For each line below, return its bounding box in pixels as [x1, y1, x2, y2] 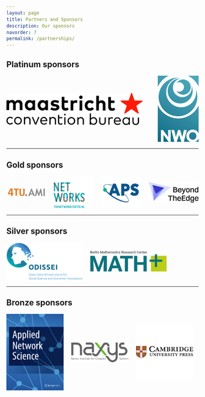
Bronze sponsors [6, 297, 73, 308]
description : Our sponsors [6, 23, 75, 29]
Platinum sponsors [6, 59, 80, 70]
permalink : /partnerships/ [6, 35, 75, 42]
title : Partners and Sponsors [6, 16, 84, 23]
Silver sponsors [6, 226, 68, 237]
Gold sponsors [6, 160, 63, 170]
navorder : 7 [6, 29, 37, 35]
